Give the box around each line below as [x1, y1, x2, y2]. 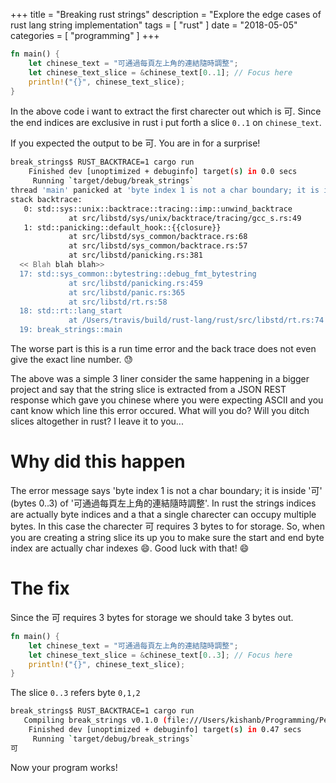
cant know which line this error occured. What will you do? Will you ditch [10, 405, 310, 416]
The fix [10, 577, 70, 600]
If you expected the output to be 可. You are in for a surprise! [10, 137, 261, 149]
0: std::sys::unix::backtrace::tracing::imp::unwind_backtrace [23, 204, 293, 214]
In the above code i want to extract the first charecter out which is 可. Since [10, 105, 322, 118]
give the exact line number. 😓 [10, 354, 134, 365]
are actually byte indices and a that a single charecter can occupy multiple [10, 508, 317, 520]
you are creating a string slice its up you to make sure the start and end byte [10, 531, 325, 543]
